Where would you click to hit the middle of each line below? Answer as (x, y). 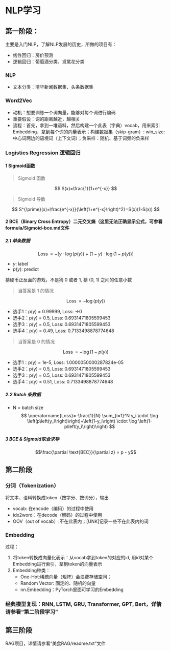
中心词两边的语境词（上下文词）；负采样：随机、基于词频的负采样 (81, 138)
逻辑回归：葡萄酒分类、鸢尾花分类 (48, 62)
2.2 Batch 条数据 (23, 394)
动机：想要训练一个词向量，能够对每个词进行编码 (64, 112)
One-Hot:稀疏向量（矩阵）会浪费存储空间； (66, 577)
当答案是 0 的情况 (36, 342)
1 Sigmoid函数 (20, 166)
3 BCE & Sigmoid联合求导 (32, 439)
